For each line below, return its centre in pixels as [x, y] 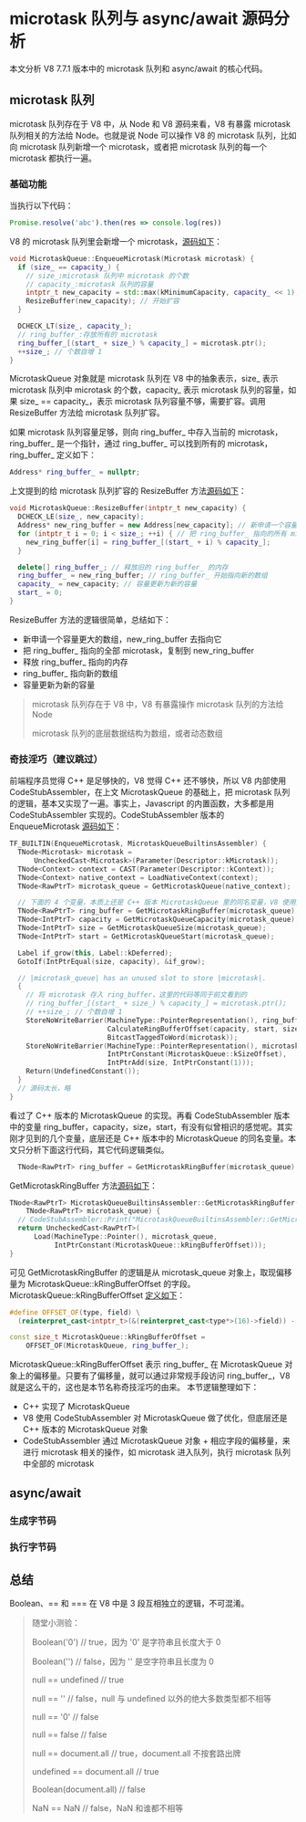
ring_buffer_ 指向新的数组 [70, 673]
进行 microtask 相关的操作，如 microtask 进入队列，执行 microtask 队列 [157, 1452]
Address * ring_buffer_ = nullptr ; [75, 472]
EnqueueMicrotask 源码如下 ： [66, 826]
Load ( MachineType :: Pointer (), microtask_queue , [126, 1237]
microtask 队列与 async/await [124, 19]
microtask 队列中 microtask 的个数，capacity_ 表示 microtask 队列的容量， [149, 390]
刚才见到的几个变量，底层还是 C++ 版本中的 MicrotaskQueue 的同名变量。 [149, 1138]
